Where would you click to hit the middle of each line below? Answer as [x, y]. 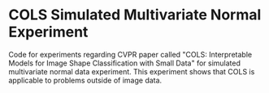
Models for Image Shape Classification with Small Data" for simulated [125, 63]
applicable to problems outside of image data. [85, 80]
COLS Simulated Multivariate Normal [135, 15]
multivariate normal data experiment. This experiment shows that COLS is [132, 71]
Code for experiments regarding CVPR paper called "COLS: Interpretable [130, 54]
